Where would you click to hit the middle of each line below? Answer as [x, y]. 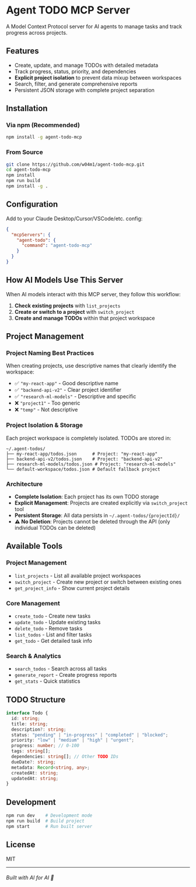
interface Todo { [27, 713]
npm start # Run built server [49, 826]
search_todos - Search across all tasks [60, 669]
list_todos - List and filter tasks [53, 635]
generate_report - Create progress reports [66, 675]
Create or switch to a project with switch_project [74, 311]
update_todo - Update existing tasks [57, 622]
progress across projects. [37, 32]
